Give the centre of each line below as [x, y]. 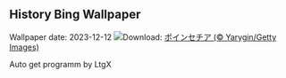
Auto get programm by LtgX [60, 64]
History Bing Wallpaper [75, 15]
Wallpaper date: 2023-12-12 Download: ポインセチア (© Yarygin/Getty [143, 37]
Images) [25, 47]
